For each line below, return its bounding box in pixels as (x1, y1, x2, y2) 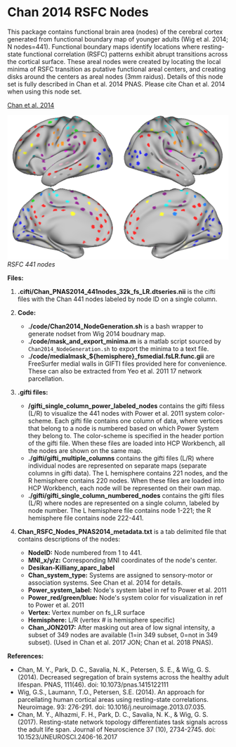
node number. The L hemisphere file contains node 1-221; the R (27, 506, 211, 515)
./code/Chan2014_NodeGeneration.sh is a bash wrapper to (27, 322, 204, 331)
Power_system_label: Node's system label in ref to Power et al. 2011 (27, 586, 227, 594)
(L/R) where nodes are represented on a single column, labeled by (27, 499, 220, 507)
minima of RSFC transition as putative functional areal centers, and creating (7, 65, 226, 73)
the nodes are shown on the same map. (27, 447, 143, 455)
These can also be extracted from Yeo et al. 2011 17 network (27, 367, 202, 376)
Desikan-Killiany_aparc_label (27, 563, 114, 572)
